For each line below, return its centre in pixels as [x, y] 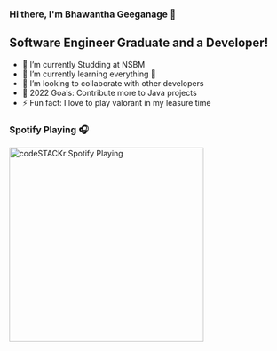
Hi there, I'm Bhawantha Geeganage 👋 [92, 14]
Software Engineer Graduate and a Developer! [139, 43]
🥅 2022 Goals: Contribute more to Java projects [109, 92]
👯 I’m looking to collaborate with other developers [113, 83]
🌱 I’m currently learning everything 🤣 [89, 74]
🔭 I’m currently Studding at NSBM [83, 64]
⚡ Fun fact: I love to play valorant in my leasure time [116, 102]
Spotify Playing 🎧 [49, 130]
